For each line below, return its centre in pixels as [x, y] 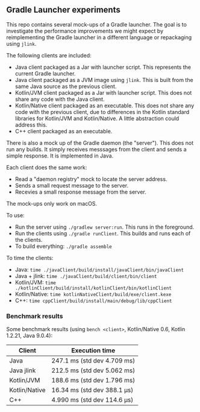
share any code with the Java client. [60, 99]
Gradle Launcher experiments [63, 10]
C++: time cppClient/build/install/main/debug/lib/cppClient [93, 300]
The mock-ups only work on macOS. [52, 203]
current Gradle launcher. [45, 73]
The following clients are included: [49, 55]
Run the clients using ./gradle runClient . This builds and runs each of [103, 233]
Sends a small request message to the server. [71, 185]
